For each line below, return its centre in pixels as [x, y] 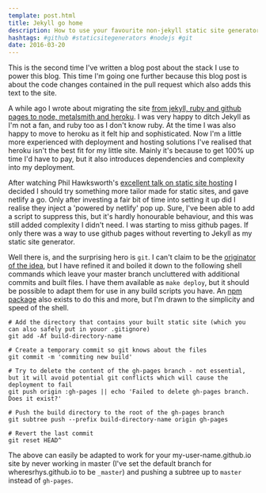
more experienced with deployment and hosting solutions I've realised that [130, 142]
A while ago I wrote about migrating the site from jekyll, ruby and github [125, 109]
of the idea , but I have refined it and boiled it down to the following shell [125, 266]
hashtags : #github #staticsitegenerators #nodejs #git [101, 38]
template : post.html [42, 15]
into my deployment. [42, 168]
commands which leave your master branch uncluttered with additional [124, 274]
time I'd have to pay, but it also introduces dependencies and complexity [127, 159]
